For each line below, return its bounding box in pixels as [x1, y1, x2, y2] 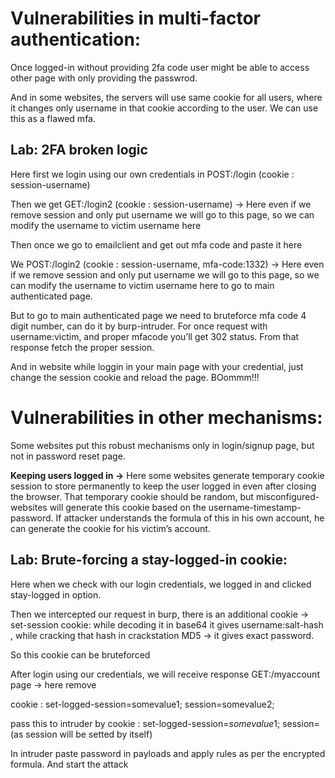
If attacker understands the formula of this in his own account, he [55, 512, 325, 524]
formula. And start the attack [10, 758, 129, 770]
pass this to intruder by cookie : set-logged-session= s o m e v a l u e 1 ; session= [10, 717, 320, 729]
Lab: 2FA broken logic [10, 142, 148, 159]
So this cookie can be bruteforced [10, 648, 151, 661]
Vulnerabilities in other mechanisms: [10, 406, 323, 429]
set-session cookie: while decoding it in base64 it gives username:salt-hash [10, 618, 324, 631]
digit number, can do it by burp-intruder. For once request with [10, 320, 268, 332]
